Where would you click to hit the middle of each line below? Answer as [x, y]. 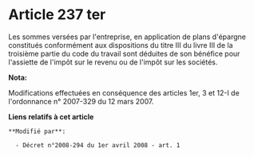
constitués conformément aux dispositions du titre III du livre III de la [121, 45]
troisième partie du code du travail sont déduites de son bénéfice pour [124, 53]
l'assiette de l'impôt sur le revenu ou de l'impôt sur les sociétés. [113, 62]
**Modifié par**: [37, 131]
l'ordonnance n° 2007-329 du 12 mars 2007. [81, 101]
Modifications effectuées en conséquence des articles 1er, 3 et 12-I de [124, 92]
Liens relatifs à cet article [51, 116]
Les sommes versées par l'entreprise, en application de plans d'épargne [127, 37]
